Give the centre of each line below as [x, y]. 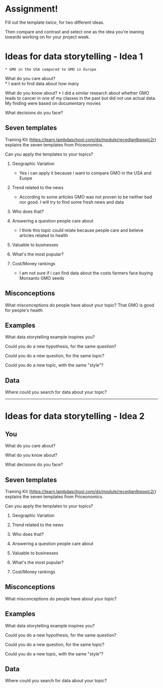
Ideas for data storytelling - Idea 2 [75, 416]
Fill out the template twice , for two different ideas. [55, 22]
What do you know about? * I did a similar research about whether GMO [77, 93]
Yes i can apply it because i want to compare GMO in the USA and [85, 173]
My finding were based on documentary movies [53, 103]
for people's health [24, 310]
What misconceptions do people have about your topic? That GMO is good [80, 305]
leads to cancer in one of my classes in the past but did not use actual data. [81, 98]
